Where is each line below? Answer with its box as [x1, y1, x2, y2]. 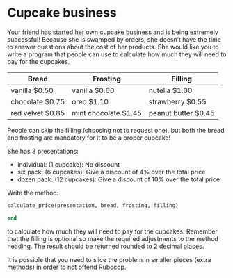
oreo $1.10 [72, 97, 109, 106]
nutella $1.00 [148, 85, 193, 95]
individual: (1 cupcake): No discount [17, 160, 120, 168]
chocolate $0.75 [10, 97, 65, 106]
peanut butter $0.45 [148, 108, 216, 117]
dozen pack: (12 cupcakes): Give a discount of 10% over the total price [17, 175, 220, 183]
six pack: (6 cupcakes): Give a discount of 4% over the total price [17, 167, 206, 176]
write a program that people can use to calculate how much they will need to [7, 50, 227, 58]
